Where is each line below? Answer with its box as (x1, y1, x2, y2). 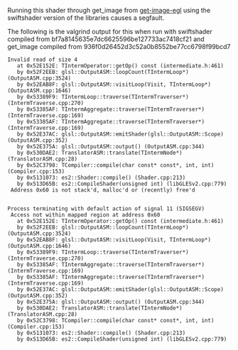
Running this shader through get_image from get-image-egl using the (7, 6, 211, 14)
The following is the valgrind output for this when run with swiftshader (7, 28, 213, 35)
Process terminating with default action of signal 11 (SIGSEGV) (7, 205, 205, 212)
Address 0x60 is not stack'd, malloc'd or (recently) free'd (10, 187, 195, 194)
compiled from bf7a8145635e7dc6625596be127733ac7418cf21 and (7, 35, 205, 43)
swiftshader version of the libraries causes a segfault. (7, 13, 165, 22)
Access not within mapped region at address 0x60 (10, 212, 161, 219)
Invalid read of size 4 (7, 56, 78, 63)
